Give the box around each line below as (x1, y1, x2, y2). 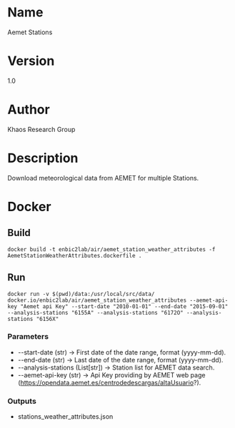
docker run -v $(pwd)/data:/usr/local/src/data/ (7, 290, 155, 297)
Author (7, 101, 50, 118)
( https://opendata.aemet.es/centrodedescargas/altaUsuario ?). (17, 378, 201, 387)
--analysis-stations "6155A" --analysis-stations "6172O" (7, 309, 184, 316)
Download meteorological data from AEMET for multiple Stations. (7, 173, 199, 182)
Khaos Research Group (7, 125, 76, 133)
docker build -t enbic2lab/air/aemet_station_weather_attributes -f (7, 245, 216, 253)
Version (7, 53, 55, 69)
